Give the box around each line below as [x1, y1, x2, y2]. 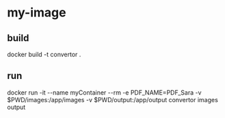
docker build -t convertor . [7, 50, 81, 58]
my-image [7, 5, 66, 21]
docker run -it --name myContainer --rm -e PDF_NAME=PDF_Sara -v [7, 88, 202, 97]
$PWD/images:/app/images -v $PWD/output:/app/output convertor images [7, 95, 219, 104]
